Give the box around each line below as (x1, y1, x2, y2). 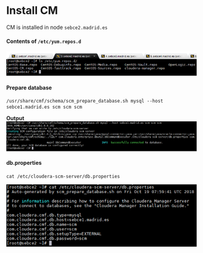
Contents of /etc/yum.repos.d (6, 37, 82, 45)
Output (6, 115, 25, 122)
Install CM (6, 4, 59, 18)
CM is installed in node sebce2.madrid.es (6, 24, 108, 31)
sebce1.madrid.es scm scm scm (6, 104, 83, 110)
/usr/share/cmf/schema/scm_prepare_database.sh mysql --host (6, 98, 164, 104)
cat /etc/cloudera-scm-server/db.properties (6, 173, 120, 179)
